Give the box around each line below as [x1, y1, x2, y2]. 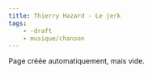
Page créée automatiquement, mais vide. [8, 56, 146, 66]
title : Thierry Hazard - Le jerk [8, 11, 121, 20]
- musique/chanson [23, 34, 85, 43]
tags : [8, 19, 27, 27]
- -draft [23, 27, 53, 35]
